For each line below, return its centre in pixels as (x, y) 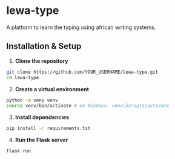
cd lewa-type (23, 77)
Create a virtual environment (52, 89)
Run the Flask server (41, 140)
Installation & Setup (44, 46)
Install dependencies (42, 117)
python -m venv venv (32, 100)
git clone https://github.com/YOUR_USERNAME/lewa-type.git (82, 72)
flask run (19, 151)
